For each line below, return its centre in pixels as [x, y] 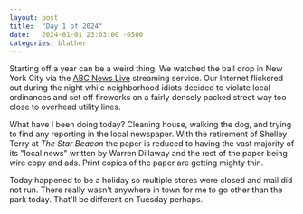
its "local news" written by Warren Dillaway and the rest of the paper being [148, 154]
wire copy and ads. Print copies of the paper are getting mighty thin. [137, 163]
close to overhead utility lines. [65, 107]
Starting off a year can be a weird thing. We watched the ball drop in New [146, 69]
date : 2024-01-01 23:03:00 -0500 [76, 34]
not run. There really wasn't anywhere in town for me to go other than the [146, 190]
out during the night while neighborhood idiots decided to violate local [140, 88]
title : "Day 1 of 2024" [56, 26]
